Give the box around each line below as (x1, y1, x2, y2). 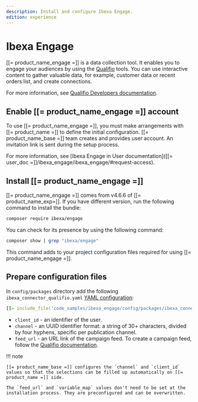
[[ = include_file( (6, 305, 51, 311)
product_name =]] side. (6, 374, 65, 380)
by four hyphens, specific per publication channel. (14, 329, 137, 336)
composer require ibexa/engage (6, 216, 83, 222)
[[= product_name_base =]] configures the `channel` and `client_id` (6, 364, 181, 370)
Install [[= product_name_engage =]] (6, 176, 144, 186)
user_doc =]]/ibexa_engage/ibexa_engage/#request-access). (6, 159, 155, 166)
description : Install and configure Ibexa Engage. (6, 8, 133, 15)
